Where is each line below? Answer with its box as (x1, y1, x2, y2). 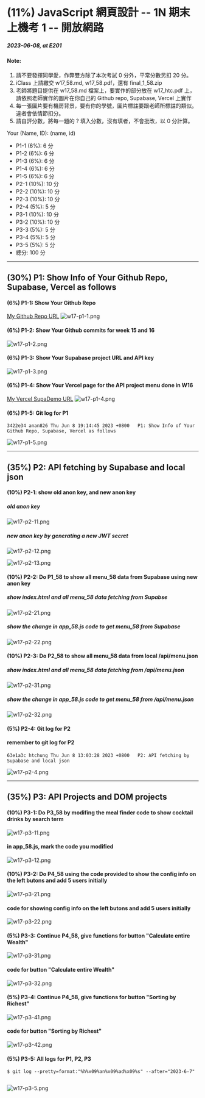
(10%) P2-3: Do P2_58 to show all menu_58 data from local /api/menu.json (7, 652, 198, 659)
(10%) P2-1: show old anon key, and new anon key (7, 489, 136, 496)
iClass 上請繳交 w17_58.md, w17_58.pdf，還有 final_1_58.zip (15, 79, 162, 86)
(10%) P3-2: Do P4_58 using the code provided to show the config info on (7, 870, 196, 878)
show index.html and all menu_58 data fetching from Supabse (7, 594, 168, 601)
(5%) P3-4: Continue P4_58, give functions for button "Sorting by (7, 994, 176, 1001)
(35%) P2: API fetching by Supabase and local (7, 462, 186, 473)
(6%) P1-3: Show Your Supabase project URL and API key (7, 354, 155, 362)
